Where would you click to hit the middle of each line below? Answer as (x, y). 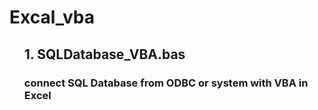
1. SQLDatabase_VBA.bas (104, 54)
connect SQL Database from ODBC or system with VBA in (166, 83)
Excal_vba (52, 17)
